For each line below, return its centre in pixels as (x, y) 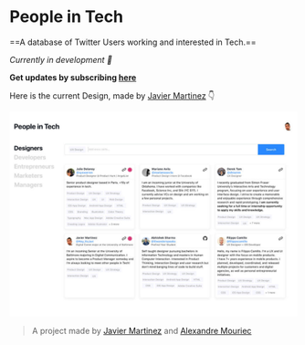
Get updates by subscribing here (73, 77)
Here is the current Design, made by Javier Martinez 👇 (112, 95)
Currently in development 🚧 (61, 59)
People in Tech (67, 17)
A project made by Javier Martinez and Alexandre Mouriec (142, 331)
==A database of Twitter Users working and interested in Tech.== (133, 42)
